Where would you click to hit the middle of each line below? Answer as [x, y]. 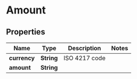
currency [22, 58]
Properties [26, 32]
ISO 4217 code [85, 58]
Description [85, 48]
